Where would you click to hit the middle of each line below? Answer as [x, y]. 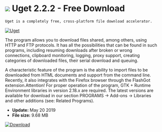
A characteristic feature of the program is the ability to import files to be [77, 70]
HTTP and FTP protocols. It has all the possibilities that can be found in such [81, 45]
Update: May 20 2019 [34, 110]
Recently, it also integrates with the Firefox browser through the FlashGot [78, 80]
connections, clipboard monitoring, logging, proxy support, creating [73, 55]
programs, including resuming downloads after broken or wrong [69, 50]
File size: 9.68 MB [30, 115]
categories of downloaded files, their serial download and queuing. [72, 60]
